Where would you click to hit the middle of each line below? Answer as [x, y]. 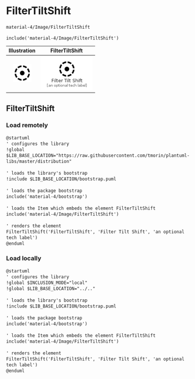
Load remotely [27, 125]
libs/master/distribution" [39, 161]
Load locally [24, 258]
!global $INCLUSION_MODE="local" [47, 283]
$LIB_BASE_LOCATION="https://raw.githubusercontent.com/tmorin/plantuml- [98, 155]
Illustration [22, 50]
